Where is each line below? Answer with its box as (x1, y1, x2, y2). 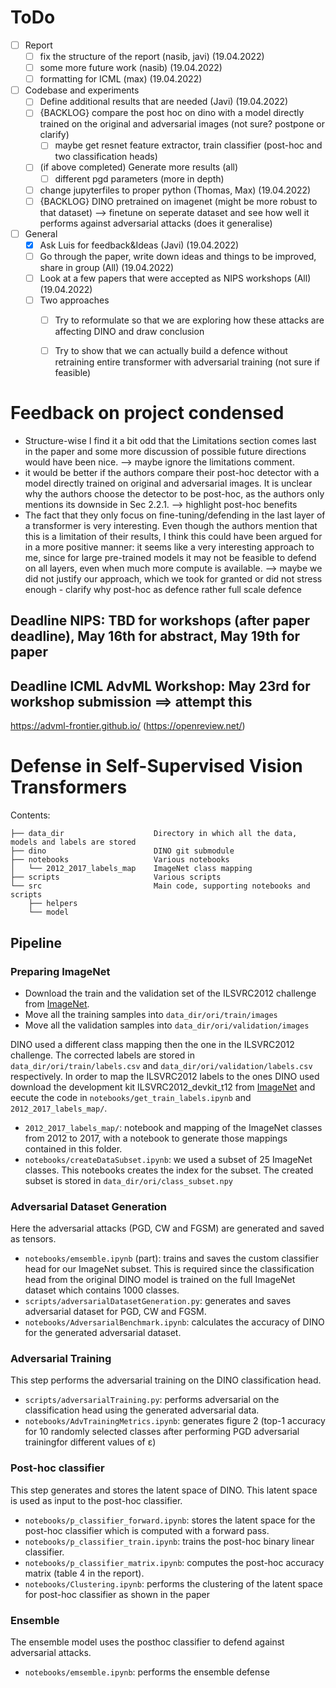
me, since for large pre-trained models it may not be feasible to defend (24, 552, 317, 564)
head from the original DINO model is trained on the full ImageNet (24, 1274, 296, 1286)
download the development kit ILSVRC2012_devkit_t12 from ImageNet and (10, 1081, 316, 1093)
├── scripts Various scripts (10, 872, 222, 883)
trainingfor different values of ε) (24, 1436, 157, 1448)
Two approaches (39, 294, 110, 306)
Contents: (10, 809, 51, 821)
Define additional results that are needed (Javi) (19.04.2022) (39, 96, 289, 108)
